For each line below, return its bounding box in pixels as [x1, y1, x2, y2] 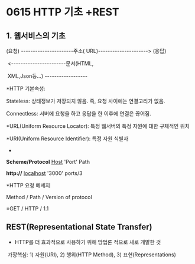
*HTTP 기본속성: [6, 85, 45, 92]
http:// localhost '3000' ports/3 [6, 170, 83, 177]
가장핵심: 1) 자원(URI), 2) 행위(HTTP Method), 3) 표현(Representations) [7, 251, 176, 258]
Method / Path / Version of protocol [6, 194, 93, 200]
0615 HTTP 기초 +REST [6, 5, 119, 19]
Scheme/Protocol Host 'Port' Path [6, 159, 90, 165]
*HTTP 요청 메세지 [6, 182, 50, 189]
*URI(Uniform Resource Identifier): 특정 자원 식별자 [6, 135, 129, 142]
